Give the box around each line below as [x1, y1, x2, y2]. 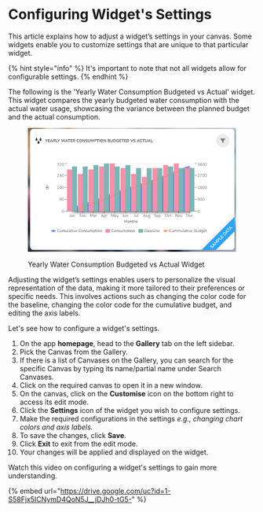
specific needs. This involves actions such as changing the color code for [8, 291, 247, 300]
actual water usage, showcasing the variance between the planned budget [8, 104, 250, 113]
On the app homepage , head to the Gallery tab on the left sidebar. [19, 338, 235, 348]
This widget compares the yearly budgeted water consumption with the [8, 95, 239, 105]
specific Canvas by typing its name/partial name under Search [19, 363, 221, 373]
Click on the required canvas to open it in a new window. [19, 380, 203, 390]
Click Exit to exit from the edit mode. [19, 439, 138, 448]
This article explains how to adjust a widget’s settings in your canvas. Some [8, 31, 253, 41]
